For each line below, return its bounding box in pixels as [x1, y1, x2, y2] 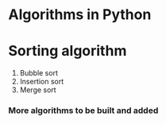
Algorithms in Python [8, 6, 152, 24]
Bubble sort [19, 68, 58, 78]
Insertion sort [19, 77, 64, 87]
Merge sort [19, 85, 57, 95]
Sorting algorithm [8, 42, 127, 60]
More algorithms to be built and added [8, 105, 159, 116]
